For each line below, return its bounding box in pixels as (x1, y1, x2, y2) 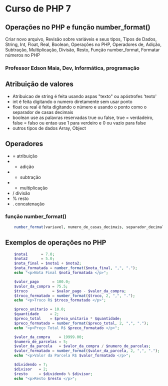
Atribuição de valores (5, 80, 73, 88)
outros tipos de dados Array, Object (12, 125, 86, 131)
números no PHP (5, 52, 40, 58)
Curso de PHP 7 (5, 3, 71, 14)
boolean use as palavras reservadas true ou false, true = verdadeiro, (12, 114, 154, 120)
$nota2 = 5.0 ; (14, 256, 55, 261)
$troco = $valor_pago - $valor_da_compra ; (14, 288, 126, 293)
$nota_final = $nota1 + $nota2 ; (14, 261, 81, 266)
